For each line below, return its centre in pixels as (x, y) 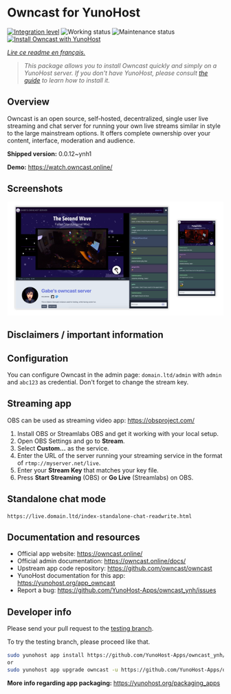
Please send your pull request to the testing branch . (80, 629)
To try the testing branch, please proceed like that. (79, 642)
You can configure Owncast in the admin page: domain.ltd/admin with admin (114, 375)
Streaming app (40, 404)
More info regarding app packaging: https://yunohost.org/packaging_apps (114, 683)
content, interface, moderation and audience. (71, 140)
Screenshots (35, 189)
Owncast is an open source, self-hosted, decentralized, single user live (108, 118)
